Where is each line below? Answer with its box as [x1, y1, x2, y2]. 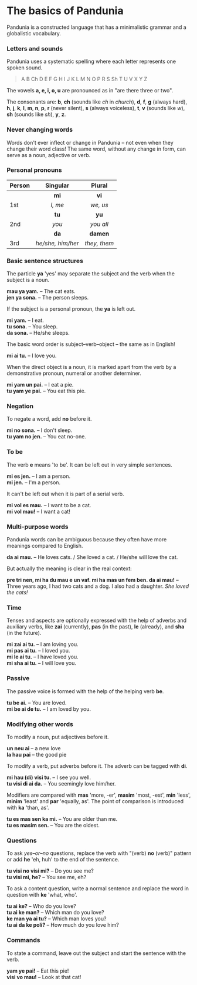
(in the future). [6, 630, 42, 637]
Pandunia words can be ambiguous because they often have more [6, 536, 167, 543]
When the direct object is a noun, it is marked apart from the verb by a [6, 364, 176, 371]
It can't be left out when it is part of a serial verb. [6, 490, 125, 497]
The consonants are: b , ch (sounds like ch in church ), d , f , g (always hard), [6, 98, 187, 105]
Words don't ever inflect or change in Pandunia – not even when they [6, 139, 174, 146]
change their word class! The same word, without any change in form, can [6, 145, 186, 152]
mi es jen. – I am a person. [6, 472, 71, 480]
